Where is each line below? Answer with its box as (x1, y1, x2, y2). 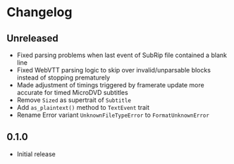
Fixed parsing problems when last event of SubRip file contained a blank (16, 51, 227, 59)
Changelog (6, 4, 73, 20)
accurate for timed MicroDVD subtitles (16, 89, 128, 96)
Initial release (16, 149, 56, 158)
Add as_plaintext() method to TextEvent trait (16, 103, 149, 111)
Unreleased (6, 32, 59, 44)
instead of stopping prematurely (16, 73, 111, 82)
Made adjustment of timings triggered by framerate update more (16, 81, 205, 89)
